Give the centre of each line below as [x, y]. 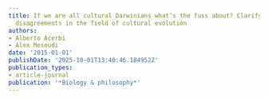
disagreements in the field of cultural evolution [101, 23]
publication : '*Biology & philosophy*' [75, 82]
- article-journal [39, 75]
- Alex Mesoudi [33, 46]
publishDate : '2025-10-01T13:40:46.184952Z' [83, 61]
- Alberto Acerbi [37, 38]
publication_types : [41, 68]
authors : [23, 30]
